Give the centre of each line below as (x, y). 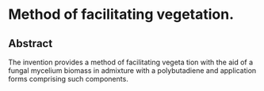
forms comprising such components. (68, 79)
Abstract (31, 44)
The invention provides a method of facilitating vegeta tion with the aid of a (131, 62)
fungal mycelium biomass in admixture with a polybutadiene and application (132, 71)
